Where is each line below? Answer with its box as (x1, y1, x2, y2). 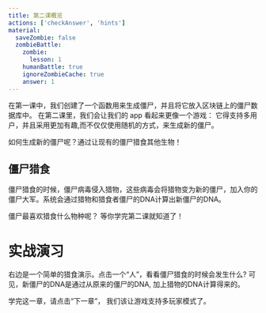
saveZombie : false (15, 33, 77, 42)
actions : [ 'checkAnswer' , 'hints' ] (8, 19, 126, 27)
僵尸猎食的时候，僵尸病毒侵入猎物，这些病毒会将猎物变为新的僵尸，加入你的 (8, 185, 258, 194)
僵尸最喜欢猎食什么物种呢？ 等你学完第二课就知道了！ (8, 211, 184, 221)
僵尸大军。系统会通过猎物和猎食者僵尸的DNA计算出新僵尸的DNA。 (8, 194, 226, 204)
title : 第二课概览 (8, 11, 63, 20)
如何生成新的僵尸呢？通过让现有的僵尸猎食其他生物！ (8, 137, 182, 146)
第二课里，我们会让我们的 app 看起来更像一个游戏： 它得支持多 (44, 110, 251, 119)
